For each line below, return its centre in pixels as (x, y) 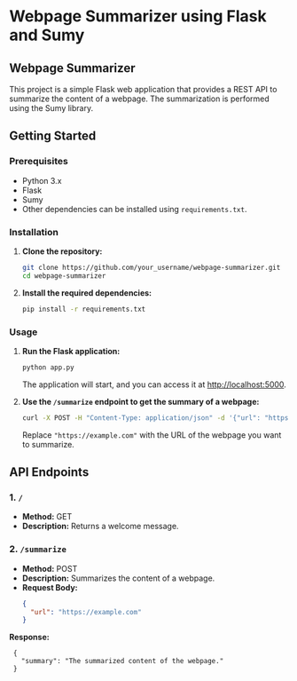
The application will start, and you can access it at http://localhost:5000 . (154, 384)
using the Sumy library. (51, 108)
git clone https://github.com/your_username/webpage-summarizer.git (151, 267)
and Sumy (47, 35)
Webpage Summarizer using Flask (138, 16)
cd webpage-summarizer (64, 276)
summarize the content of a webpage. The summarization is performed (140, 99)
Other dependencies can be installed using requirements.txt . (134, 209)
